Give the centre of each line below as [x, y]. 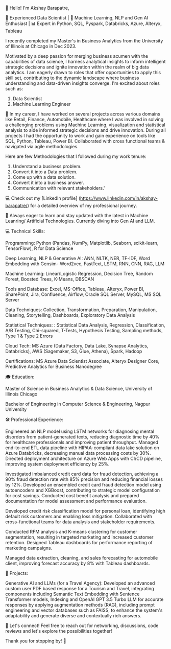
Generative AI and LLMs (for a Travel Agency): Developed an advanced [80, 583]
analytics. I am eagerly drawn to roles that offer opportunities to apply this [83, 72]
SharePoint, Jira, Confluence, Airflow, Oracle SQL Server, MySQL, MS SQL [83, 294]
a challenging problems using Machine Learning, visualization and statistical [86, 125]
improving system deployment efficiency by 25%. [57, 464]
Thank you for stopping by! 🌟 [36, 641]
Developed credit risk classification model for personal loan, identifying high [86, 511]
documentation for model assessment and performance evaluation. [76, 501]
